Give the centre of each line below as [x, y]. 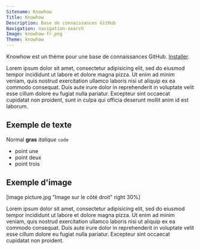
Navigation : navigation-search [45, 28]
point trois [27, 164]
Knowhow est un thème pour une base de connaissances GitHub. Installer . [98, 57]
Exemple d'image [39, 183]
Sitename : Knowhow [29, 12]
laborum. [17, 106]
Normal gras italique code [37, 139]
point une [27, 151]
